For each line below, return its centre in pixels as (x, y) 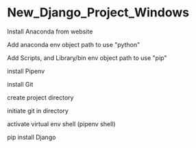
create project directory (40, 98)
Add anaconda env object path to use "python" (74, 44)
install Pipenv (26, 71)
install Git (20, 84)
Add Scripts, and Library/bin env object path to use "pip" (87, 58)
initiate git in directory (38, 110)
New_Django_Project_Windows (98, 13)
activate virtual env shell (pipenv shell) (61, 123)
